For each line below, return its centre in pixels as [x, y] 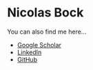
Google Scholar [39, 45]
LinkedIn [29, 52]
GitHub [27, 59]
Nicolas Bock [45, 13]
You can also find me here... [47, 32]
